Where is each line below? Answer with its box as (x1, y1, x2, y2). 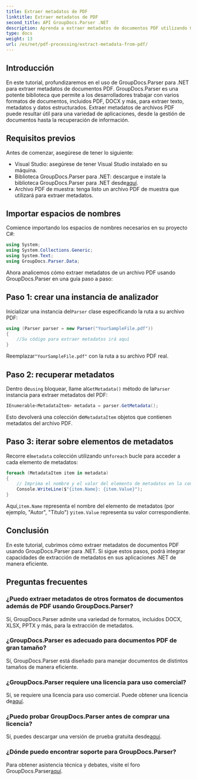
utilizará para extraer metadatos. (14, 192, 94, 199)
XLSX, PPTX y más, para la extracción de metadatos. (6, 622, 134, 629)
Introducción (6, 63, 55, 74)
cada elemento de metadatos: (6, 458, 78, 465)
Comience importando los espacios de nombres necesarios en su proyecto (6, 224, 188, 231)
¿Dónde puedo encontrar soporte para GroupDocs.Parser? (6, 748, 177, 756)
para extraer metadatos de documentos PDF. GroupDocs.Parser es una (6, 85, 178, 92)
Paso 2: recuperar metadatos (6, 369, 115, 379)
